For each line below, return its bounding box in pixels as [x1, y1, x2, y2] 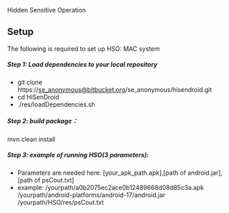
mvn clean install [7, 135, 56, 143]
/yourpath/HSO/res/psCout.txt [17, 198, 104, 206]
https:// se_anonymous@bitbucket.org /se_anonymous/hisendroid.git [17, 85, 212, 93]
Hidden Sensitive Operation [7, 6, 86, 14]
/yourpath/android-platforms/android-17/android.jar [17, 191, 166, 199]
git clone [17, 78, 43, 86]
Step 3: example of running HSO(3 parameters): [7, 151, 150, 159]
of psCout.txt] [34, 175, 74, 184]
